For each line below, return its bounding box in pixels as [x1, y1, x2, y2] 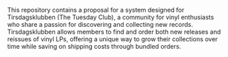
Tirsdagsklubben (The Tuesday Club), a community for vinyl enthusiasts [7, 13, 214, 21]
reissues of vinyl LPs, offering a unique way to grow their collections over [7, 35, 218, 43]
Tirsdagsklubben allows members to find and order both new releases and [7, 27, 221, 36]
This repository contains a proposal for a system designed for [7, 6, 185, 14]
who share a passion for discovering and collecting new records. [7, 21, 194, 28]
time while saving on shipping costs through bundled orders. [7, 43, 181, 50]
